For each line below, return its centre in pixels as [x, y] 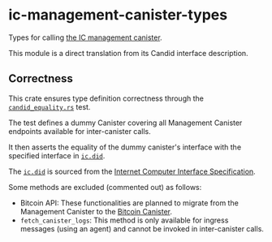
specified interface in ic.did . [57, 155]
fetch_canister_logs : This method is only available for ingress [124, 220]
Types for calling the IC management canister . [85, 37]
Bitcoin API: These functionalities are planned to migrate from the [130, 203]
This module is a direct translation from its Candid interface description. [129, 53]
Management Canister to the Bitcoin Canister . [96, 211]
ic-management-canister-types [118, 15]
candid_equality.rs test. [50, 106]
